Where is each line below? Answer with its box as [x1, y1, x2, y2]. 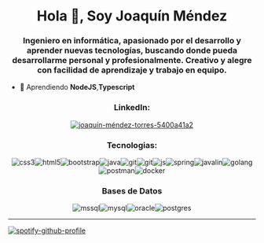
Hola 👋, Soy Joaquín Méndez [36, 7, 228, 25]
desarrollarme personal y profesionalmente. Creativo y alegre [11, 55, 252, 66]
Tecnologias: [106, 139, 158, 150]
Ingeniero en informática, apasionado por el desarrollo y [22, 35, 242, 46]
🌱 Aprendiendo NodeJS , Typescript [19, 83, 135, 92]
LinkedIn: [113, 102, 151, 113]
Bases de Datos [101, 186, 163, 196]
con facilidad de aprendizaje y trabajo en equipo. [36, 64, 228, 75]
